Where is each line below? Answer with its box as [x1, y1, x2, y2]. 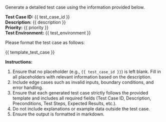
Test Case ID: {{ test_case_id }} [5, 14, 70, 19]
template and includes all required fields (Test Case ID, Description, [12, 95, 151, 101]
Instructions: [5, 59, 33, 64]
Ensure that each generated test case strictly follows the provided [12, 90, 148, 95]
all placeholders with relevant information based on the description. [12, 74, 151, 79]
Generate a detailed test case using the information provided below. [5, 4, 145, 10]
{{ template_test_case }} [5, 49, 55, 55]
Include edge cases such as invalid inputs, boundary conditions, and [12, 79, 154, 85]
